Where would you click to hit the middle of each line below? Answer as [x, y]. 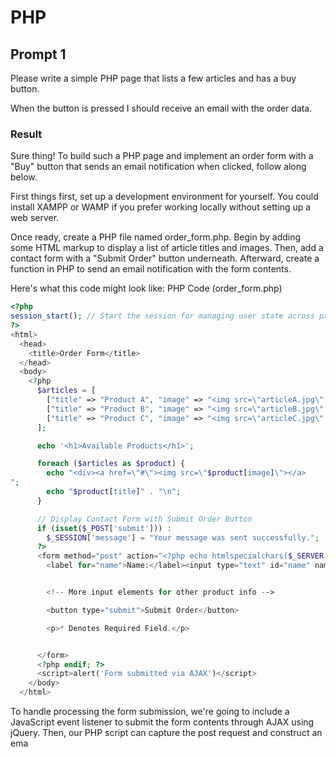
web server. [35, 218]
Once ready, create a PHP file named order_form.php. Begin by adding [156, 237]
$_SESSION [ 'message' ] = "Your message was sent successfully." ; [183, 537]
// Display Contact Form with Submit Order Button [144, 519]
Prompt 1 [38, 54]
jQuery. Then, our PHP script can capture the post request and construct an [166, 733]
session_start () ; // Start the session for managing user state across [162, 316]
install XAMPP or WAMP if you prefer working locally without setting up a [161, 207]
